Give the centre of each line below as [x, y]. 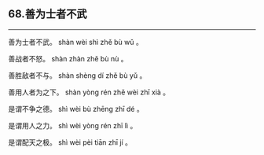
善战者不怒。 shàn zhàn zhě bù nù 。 [68, 58]
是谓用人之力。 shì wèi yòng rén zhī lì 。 [73, 125]
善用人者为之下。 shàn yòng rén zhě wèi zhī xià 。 [89, 92]
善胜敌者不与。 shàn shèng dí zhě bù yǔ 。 [77, 75]
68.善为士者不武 [48, 14]
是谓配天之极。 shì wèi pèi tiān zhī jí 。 [70, 142]
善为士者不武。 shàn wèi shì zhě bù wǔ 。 [75, 42]
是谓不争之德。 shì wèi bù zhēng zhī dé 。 [76, 109]
